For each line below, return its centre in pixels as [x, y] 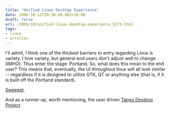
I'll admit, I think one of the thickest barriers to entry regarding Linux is [79, 53]
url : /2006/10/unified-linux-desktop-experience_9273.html [69, 24]
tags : [11, 29]
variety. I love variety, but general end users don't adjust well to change [80, 58]
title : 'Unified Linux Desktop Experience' [52, 10]
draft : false [19, 19]
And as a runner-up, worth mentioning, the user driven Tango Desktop [79, 99]
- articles [17, 39]
